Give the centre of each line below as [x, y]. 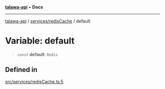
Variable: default [40, 41]
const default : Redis [37, 54]
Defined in [21, 70]
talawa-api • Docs [24, 7]
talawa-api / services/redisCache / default [48, 21]
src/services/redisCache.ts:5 [34, 81]
